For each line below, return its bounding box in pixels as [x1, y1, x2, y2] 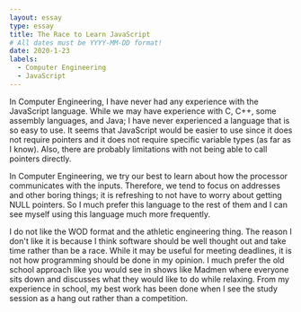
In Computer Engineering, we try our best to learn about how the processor [9, 170, 288, 181]
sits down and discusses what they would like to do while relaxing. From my [9, 273, 290, 284]
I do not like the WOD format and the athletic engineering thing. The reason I [9, 226, 292, 237]
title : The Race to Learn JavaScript [9, 30, 151, 39]
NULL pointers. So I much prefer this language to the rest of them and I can [9, 199, 288, 210]
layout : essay [9, 13, 63, 22]
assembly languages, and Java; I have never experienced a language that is [9, 115, 290, 126]
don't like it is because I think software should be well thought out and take [9, 235, 287, 247]
